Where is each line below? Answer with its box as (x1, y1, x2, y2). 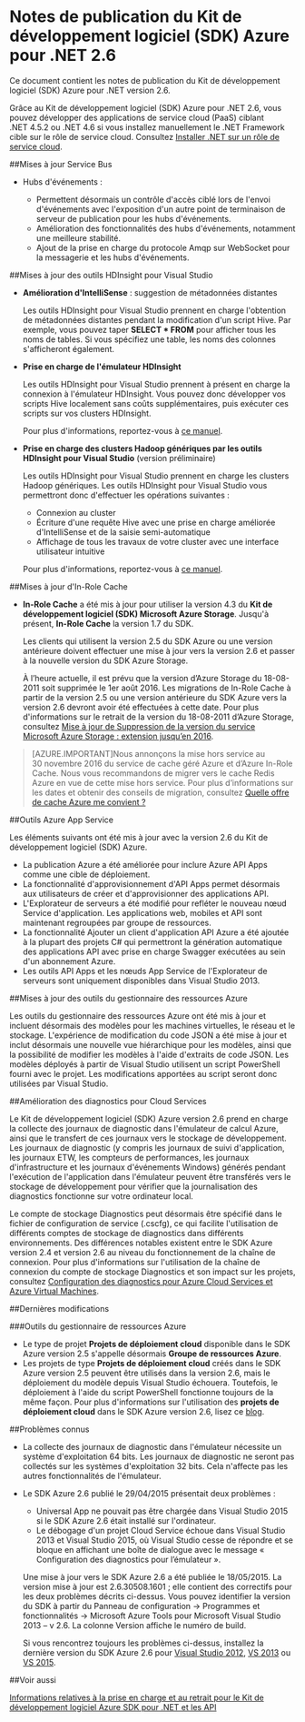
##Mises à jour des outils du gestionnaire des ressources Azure (9, 992, 248, 1003)
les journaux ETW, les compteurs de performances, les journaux (9, 1152, 250, 1163)
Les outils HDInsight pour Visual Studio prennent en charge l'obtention (22, 305, 287, 316)
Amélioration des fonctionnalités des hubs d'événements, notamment (35, 223, 296, 234)
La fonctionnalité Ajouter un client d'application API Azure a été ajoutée (22, 926, 290, 938)
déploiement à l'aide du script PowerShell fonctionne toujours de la (22, 1386, 274, 1397)
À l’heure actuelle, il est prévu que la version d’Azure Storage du (22, 672, 262, 683)
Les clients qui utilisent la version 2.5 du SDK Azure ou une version (22, 635, 273, 647)
